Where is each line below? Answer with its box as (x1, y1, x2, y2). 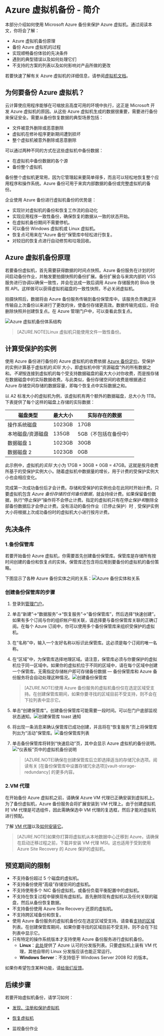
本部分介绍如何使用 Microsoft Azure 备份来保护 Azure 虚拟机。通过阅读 (5, 21, 148, 27)
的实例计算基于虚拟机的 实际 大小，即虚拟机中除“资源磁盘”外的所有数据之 (5, 365, 151, 370)
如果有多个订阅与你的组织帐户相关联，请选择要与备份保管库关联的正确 (12, 617, 154, 623)
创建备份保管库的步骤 (5, 589, 55, 595)
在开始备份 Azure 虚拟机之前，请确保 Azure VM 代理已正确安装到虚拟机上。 (5, 794, 157, 800)
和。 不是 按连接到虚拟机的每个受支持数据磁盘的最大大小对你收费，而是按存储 (5, 370, 159, 376)
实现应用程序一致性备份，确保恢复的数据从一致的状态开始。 (12, 213, 132, 219)
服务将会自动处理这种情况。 (16, 674, 72, 681)
